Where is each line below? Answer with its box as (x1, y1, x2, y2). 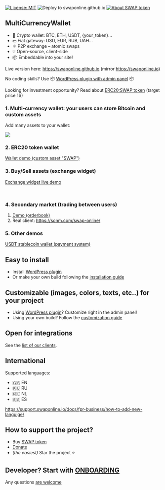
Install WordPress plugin (12, 269, 62, 275)
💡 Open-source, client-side (12, 48, 68, 54)
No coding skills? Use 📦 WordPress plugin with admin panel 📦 (5, 75, 134, 81)
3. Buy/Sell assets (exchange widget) (5, 168, 96, 175)
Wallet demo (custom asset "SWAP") (5, 155, 80, 161)
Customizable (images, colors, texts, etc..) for (5, 288, 150, 297)
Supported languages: (5, 370, 50, 376)
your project (5, 296, 44, 305)
